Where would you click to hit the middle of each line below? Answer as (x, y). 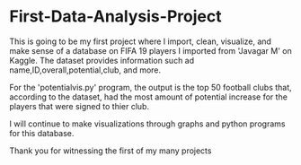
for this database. (42, 133)
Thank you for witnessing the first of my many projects (111, 151)
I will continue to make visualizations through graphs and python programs (147, 124)
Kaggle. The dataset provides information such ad (102, 60)
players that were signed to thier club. (80, 106)
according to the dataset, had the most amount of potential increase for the (148, 97)
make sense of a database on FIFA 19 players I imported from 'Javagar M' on (150, 50)
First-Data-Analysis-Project (115, 17)
